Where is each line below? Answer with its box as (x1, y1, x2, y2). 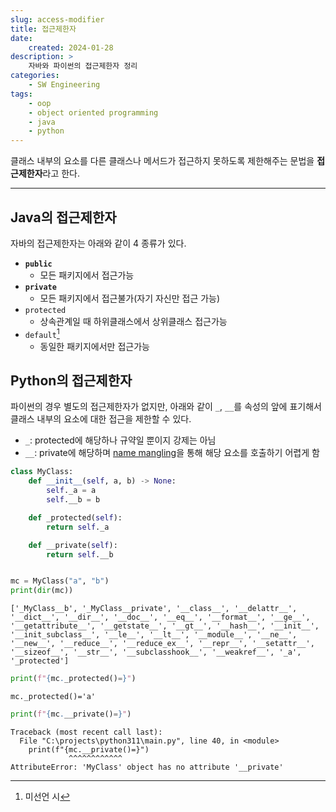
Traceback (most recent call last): (10, 727, 163, 737)
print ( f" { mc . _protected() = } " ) (10, 674, 137, 684)
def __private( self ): (28, 540, 118, 550)
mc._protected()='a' (10, 692, 97, 702)
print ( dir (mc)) (10, 586, 74, 596)
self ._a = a (46, 486, 97, 496)
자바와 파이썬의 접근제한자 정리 (28, 61, 138, 71)
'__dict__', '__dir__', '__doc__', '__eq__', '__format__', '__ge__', (10, 612, 311, 623)
